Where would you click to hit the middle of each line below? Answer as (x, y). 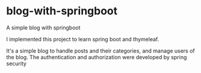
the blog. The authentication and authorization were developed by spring (97, 57)
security (17, 63)
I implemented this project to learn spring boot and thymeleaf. (83, 39)
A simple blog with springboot (43, 28)
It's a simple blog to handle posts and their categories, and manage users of (100, 51)
